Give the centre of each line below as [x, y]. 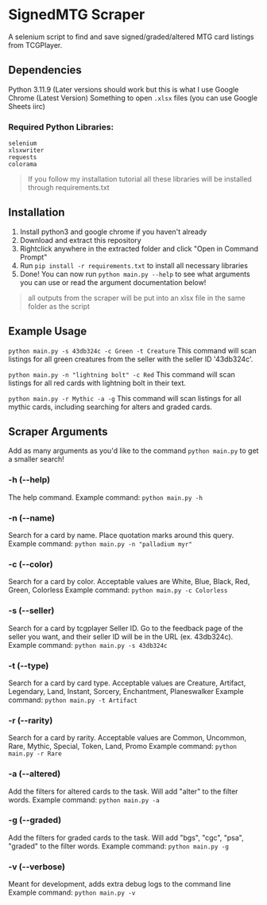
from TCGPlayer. [35, 45]
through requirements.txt [68, 188]
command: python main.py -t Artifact [73, 700]
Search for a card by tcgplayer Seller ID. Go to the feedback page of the [126, 628]
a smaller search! [37, 459]
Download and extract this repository [80, 240]
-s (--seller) [31, 610]
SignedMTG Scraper [77, 15]
